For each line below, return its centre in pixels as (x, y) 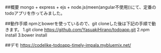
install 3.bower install (26, 35)
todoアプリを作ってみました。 (35, 13)
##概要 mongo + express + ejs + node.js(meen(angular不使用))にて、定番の (81, 7)
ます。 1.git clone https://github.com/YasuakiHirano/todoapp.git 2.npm (79, 30)
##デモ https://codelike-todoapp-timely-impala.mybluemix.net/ (68, 45)
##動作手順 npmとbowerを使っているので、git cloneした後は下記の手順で (78, 24)
